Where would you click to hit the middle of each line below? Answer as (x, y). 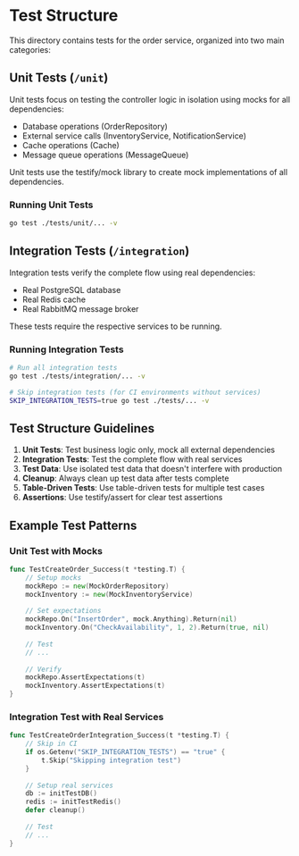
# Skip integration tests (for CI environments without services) (135, 392)
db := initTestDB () (62, 793)
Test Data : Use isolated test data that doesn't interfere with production (152, 469)
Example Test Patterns (73, 525)
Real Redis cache (54, 299)
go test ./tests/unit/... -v (63, 223)
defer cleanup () (56, 810)
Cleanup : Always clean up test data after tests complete (125, 478)
